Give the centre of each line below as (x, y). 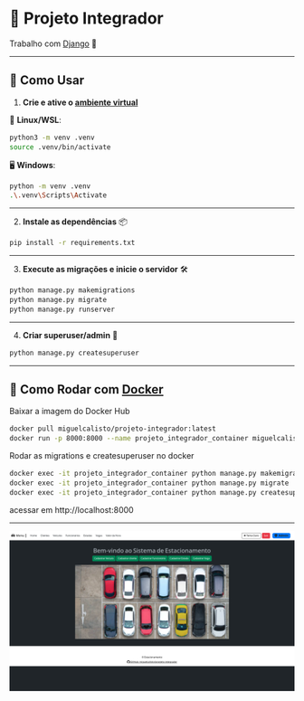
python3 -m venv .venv (52, 137)
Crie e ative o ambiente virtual (80, 102)
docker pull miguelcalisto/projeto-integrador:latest (113, 429)
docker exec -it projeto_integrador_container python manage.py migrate (149, 483)
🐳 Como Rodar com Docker (87, 389)
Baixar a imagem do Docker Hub (70, 412)
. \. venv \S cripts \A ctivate (58, 195)
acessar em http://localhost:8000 (71, 509)
